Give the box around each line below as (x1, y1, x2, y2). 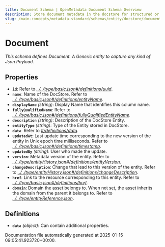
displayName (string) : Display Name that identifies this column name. (12, 101, 150, 108)
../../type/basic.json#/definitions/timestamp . (12, 143, 102, 149)
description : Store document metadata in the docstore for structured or (5, 12, 160, 17)
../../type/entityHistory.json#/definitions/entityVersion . (12, 159, 122, 165)
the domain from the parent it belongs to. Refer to (12, 190, 113, 196)
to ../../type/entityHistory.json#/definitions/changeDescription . (12, 170, 138, 175)
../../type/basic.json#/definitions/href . (12, 180, 88, 186)
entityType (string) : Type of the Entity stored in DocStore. (12, 123, 129, 128)
